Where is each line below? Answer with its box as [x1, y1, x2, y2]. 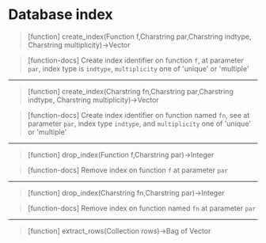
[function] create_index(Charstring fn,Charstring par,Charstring [27, 86, 234, 96]
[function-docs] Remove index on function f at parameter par [27, 165, 228, 175]
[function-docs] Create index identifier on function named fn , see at [27, 110, 250, 120]
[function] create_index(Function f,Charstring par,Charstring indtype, [27, 32, 252, 41]
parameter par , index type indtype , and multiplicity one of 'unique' [27, 119, 252, 128]
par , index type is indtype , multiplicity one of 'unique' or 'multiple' [27, 63, 249, 73]
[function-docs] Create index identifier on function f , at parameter [27, 55, 244, 65]
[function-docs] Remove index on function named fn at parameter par [27, 203, 256, 213]
